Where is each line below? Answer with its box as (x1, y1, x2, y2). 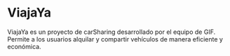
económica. (7, 42, 41, 50)
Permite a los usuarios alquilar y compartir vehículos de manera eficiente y (7, 35, 223, 43)
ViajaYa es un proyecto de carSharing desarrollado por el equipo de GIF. (7, 28, 216, 36)
